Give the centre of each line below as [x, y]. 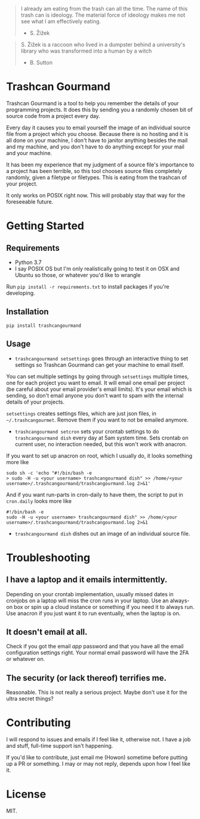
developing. [21, 293]
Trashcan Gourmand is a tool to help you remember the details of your [93, 103]
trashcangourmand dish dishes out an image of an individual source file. [102, 533]
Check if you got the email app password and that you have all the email [95, 647]
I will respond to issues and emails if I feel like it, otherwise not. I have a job [99, 739]
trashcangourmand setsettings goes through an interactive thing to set [101, 358]
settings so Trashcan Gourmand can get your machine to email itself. [99, 365]
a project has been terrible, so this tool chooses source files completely [94, 171]
